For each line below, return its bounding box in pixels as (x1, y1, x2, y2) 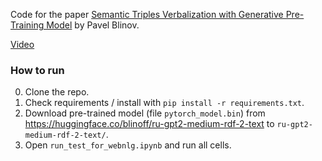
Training (10, 19, 45, 31)
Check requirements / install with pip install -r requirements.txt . (24, 97, 305, 109)
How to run (10, 63, 65, 77)
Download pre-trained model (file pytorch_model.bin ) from (24, 107, 266, 119)
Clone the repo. (24, 86, 90, 98)
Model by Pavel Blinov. (46, 19, 140, 31)
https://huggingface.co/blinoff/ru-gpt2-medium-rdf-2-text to (24, 118, 275, 130)
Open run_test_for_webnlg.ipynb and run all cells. (24, 139, 232, 151)
